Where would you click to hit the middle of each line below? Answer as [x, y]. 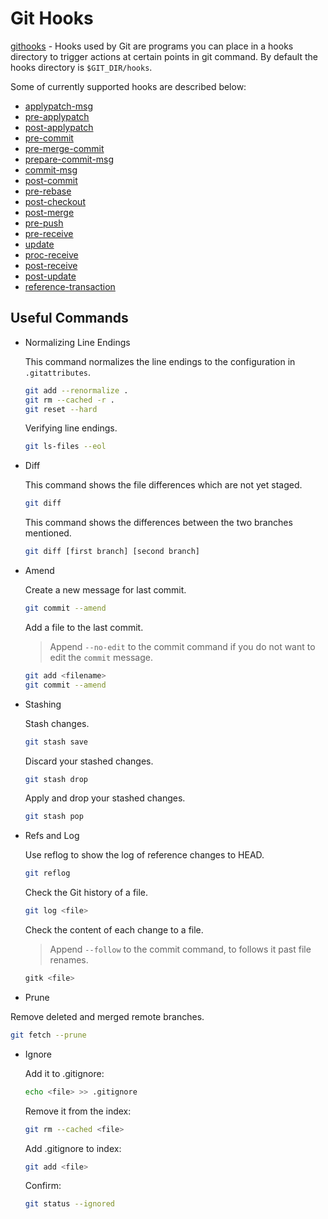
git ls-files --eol [65, 447]
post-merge [49, 212]
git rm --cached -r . [70, 400]
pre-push [44, 223]
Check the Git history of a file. [86, 893]
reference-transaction [70, 286]
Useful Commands [69, 318]
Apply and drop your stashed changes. [105, 798]
